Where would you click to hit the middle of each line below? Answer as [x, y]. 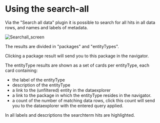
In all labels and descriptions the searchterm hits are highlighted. [70, 115]
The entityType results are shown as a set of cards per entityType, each [77, 65]
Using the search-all [47, 9]
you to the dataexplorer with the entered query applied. [68, 105]
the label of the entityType [38, 80]
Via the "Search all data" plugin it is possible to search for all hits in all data [80, 22]
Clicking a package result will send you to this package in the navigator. [77, 56]
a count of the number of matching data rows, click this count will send [83, 100]
